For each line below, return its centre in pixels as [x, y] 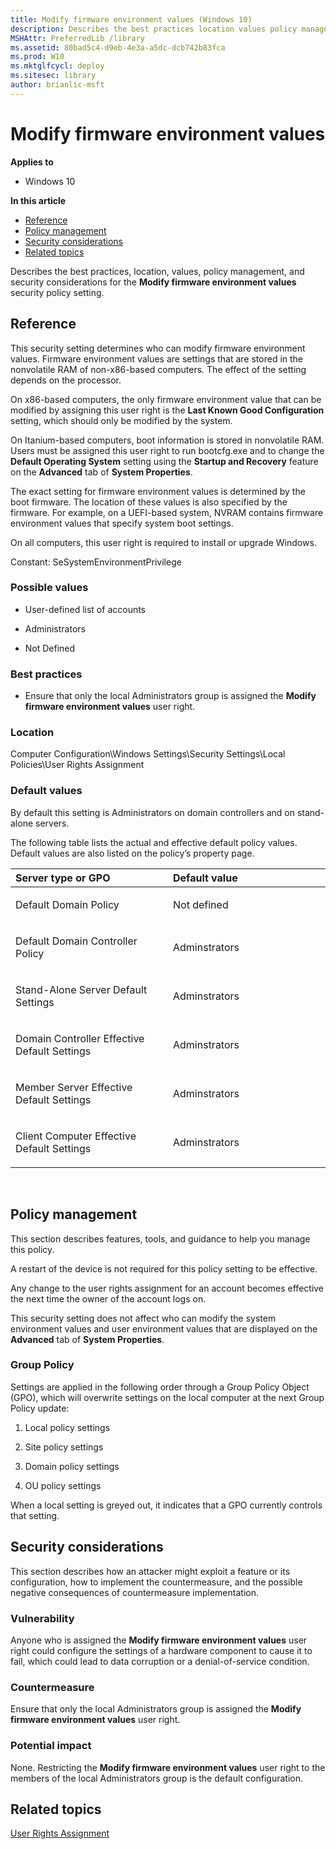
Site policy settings [64, 1447]
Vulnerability [42, 1618]
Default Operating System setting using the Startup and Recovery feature [164, 461]
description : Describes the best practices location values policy [154, 29]
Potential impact [51, 1746]
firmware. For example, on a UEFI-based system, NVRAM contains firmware [167, 512]
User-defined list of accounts [85, 609]
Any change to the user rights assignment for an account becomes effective [167, 1288]
